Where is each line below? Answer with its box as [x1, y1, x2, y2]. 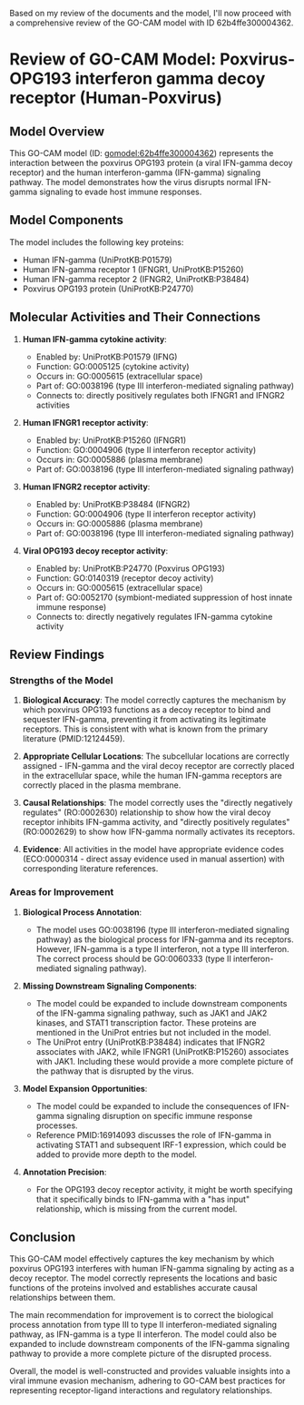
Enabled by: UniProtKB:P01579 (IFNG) [35, 351, 178, 362]
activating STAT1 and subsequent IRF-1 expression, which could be [35, 1139, 287, 1150]
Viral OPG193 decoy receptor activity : [22, 545, 169, 556]
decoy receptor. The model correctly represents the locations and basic [9, 1272, 279, 1283]
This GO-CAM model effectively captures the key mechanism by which [9, 1253, 275, 1264]
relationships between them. [9, 1292, 116, 1303]
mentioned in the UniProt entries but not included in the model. [35, 1027, 271, 1037]
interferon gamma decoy [74, 68, 266, 89]
